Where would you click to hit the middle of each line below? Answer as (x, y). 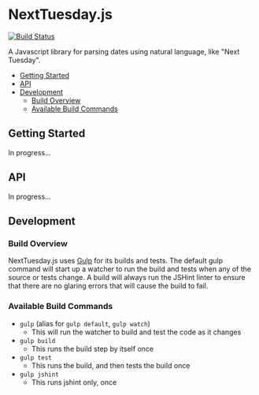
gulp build (37, 341)
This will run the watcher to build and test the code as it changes (136, 332)
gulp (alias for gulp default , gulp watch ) (85, 323)
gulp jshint (39, 375)
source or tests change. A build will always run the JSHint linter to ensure (127, 278)
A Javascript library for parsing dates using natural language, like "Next (124, 51)
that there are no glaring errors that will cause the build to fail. (108, 286)
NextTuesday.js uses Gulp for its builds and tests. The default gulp (115, 261)
